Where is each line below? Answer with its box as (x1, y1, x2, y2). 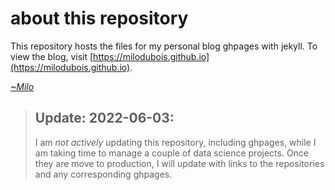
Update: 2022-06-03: (34, 110, 175, 127)
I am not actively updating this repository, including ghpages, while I (34, 136, 317, 148)
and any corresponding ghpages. (34, 168, 173, 180)
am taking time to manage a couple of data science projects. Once (34, 147, 310, 159)
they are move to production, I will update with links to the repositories (34, 157, 325, 169)
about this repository (10, 7, 189, 30)
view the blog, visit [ (10, 50, 94, 62)
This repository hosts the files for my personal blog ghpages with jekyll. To (10, 40, 318, 52)
